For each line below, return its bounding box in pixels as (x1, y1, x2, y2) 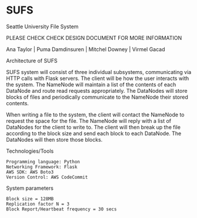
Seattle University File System (6, 23, 79, 30)
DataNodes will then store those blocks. (6, 136, 103, 143)
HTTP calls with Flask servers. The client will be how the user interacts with (6, 75, 189, 82)
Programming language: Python (6, 159, 81, 165)
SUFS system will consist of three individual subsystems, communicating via (6, 68, 192, 75)
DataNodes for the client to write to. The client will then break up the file (6, 123, 181, 130)
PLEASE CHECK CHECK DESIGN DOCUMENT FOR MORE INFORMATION (6, 34, 182, 41)
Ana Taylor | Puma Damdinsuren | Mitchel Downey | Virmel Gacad (6, 45, 166, 53)
